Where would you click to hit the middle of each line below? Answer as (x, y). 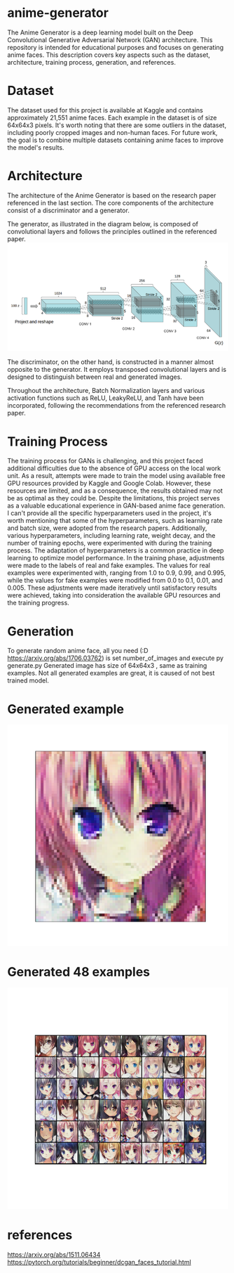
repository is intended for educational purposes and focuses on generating (116, 47)
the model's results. (36, 147)
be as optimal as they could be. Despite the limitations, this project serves (114, 498)
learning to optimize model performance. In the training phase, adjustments (116, 558)
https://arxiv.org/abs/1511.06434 (54, 1255)
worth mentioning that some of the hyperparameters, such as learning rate (115, 521)
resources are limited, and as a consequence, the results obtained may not (115, 491)
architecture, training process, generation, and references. (92, 62)
